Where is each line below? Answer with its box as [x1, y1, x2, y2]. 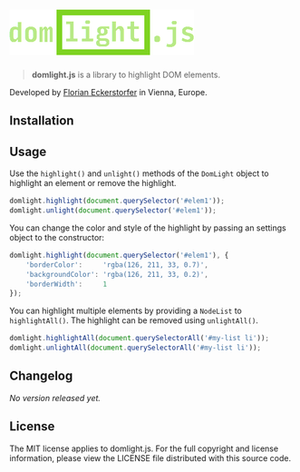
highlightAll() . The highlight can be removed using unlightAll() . [9, 315, 258, 326]
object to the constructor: [9, 231, 105, 242]
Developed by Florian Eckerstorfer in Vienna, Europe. [9, 86, 208, 97]
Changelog [9, 369, 73, 384]
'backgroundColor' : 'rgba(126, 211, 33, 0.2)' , [25, 270, 208, 279]
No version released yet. [9, 392, 102, 403]
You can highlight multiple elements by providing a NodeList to [9, 305, 243, 317]
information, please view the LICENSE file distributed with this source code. [9, 452, 292, 463]
